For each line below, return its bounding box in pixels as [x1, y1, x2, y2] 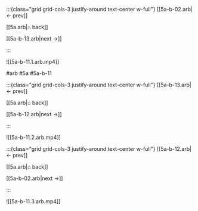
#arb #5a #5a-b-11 [6, 70, 52, 77]
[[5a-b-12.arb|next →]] [6, 111, 62, 117]
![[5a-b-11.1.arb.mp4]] [6, 58, 60, 65]
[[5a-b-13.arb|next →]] [6, 35, 62, 42]
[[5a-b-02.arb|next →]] [6, 175, 63, 182]
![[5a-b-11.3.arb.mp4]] [6, 198, 61, 205]
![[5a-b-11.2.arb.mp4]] [6, 134, 61, 141]
